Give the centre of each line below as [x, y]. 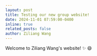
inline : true [19, 24]
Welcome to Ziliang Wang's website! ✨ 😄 [49, 48]
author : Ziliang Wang [28, 34]
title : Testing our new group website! [47, 15]
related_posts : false [28, 29]
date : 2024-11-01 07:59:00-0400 [39, 19]
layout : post [19, 10]
